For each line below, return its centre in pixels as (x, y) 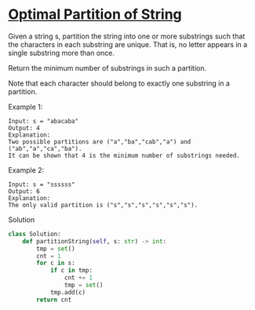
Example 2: (26, 170)
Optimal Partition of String (95, 15)
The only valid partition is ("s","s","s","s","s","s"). (103, 205)
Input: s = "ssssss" (42, 184)
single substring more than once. (62, 53)
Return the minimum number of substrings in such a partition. (107, 67)
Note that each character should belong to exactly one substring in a (119, 83)
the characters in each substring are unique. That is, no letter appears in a (128, 44)
